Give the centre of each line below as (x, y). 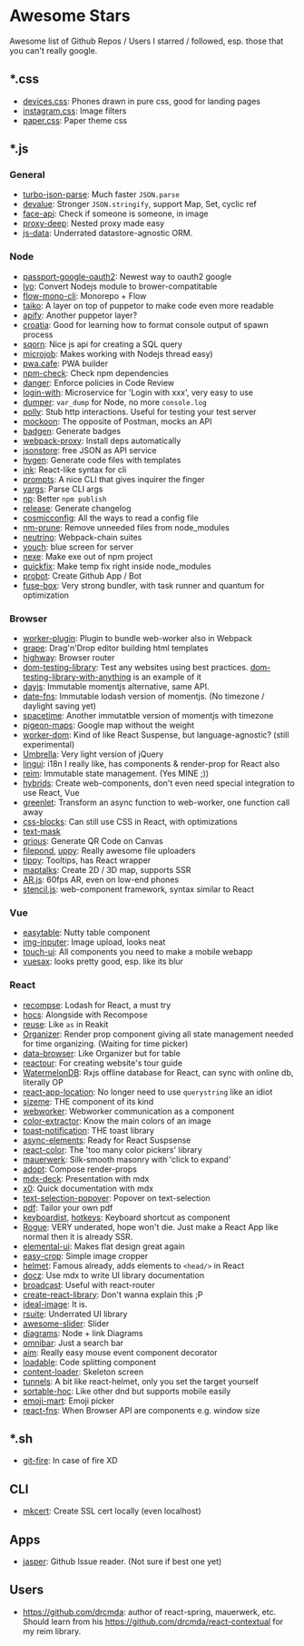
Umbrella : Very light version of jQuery (93, 754)
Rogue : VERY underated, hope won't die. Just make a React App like (150, 1226)
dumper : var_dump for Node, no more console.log (114, 402)
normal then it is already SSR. (78, 1236)
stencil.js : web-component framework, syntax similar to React (138, 889)
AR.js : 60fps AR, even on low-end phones (101, 880)
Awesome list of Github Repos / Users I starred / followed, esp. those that (147, 41)
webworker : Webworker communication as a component (128, 1111)
